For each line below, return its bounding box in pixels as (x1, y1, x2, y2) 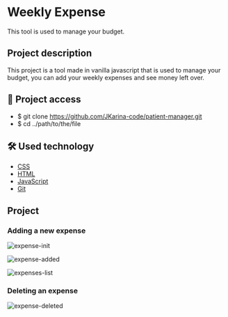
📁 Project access (7, 93, 81, 105)
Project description (7, 47, 92, 59)
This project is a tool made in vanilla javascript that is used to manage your (7, 65, 221, 74)
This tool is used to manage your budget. (7, 27, 125, 36)
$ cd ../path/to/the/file (17, 119, 81, 127)
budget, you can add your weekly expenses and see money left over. (7, 73, 205, 82)
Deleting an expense (7, 286, 79, 295)
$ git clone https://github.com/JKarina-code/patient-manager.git (17, 112, 202, 121)
